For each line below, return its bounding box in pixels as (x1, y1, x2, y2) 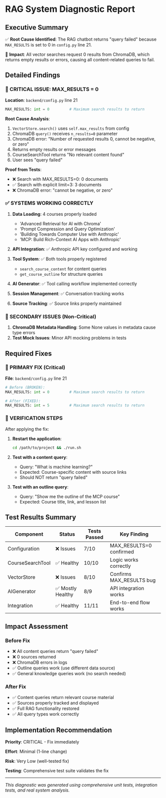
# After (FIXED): (5, 399, 41, 403)
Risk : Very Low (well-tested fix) (5, 758, 69, 764)
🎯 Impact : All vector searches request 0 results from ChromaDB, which (5, 51, 150, 57)
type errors (12, 330, 36, 336)
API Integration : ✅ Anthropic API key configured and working (12, 246, 137, 252)
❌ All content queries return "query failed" (12, 648, 99, 654)
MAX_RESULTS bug (110, 577, 156, 584)
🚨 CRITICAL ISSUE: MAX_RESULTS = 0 (5, 86, 99, 93)
